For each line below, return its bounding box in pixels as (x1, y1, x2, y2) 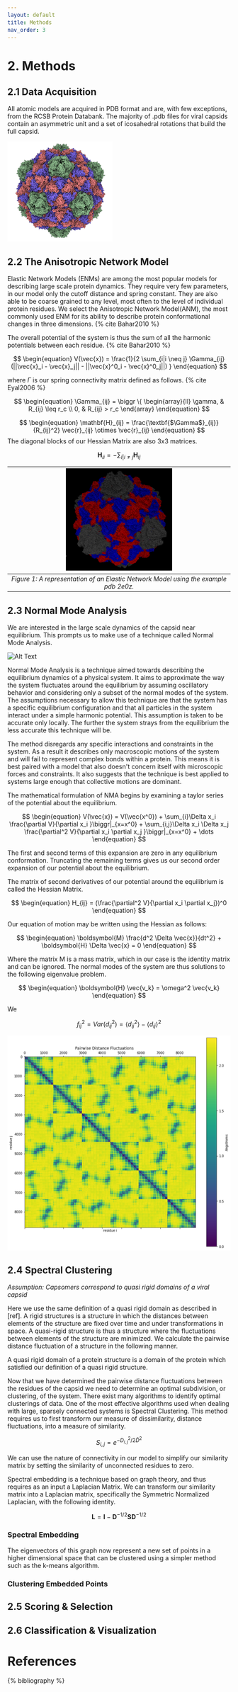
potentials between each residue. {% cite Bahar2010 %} (7, 341, 171, 350)
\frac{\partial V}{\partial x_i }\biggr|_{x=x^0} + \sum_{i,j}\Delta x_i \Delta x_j (9, 820, 229, 829)
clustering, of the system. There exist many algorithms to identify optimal (7, 1392, 221, 1400)
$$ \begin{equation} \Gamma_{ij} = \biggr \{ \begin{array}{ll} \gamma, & (13, 397, 225, 406)
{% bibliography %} (7, 1676, 65, 1685)
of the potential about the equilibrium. (7, 799, 118, 807)
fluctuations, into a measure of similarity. (7, 1422, 126, 1431)
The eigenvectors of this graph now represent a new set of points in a (7, 1546, 211, 1555)
